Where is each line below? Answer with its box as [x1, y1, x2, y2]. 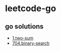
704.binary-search [12, 40, 50, 46]
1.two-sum [12, 35, 34, 41]
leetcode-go [5, 3, 56, 14]
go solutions [5, 22, 44, 31]
